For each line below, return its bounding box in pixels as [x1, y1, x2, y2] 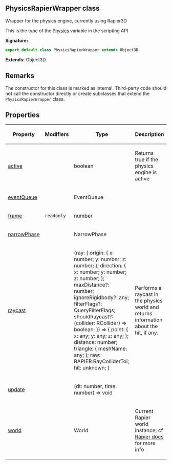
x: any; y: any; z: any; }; [74, 332, 129, 339]
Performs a [135, 285, 162, 292]
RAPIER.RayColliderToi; [74, 358, 130, 365]
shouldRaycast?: [74, 313, 114, 320]
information [135, 316, 163, 323]
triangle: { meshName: [74, 345, 127, 352]
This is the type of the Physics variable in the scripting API [5, 28, 128, 34]
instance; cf [135, 427, 163, 434]
